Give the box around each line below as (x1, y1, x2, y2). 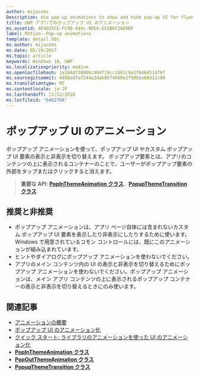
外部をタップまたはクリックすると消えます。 (6, 168, 115, 175)
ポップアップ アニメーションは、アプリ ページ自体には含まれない (14, 223, 174, 230)
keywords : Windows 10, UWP (6, 58, 73, 64)
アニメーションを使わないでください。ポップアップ (37, 268, 162, 275)
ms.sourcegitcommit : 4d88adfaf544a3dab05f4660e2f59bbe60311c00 (6, 75, 166, 81)
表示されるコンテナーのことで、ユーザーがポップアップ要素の (42, 160, 192, 167)
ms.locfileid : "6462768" (6, 97, 68, 103)
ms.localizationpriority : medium (6, 64, 89, 70)
